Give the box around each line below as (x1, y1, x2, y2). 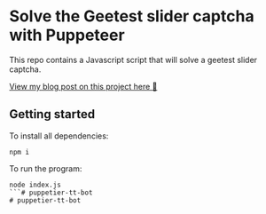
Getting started (9, 107, 96, 122)
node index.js (9, 180, 62, 189)
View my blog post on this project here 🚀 (9, 81, 158, 91)
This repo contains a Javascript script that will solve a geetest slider (9, 54, 258, 65)
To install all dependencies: (9, 131, 109, 141)
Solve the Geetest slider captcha (9, 6, 254, 27)
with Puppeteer (9, 25, 126, 45)
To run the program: (9, 162, 82, 174)
